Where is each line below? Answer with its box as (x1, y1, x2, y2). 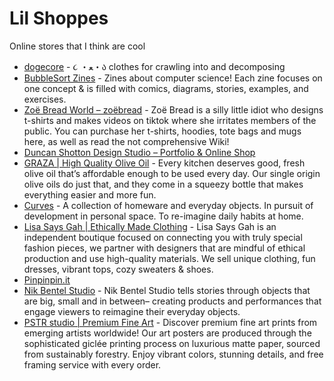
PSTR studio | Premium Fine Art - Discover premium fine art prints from (23, 316, 318, 328)
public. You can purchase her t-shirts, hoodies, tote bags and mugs (23, 125, 302, 137)
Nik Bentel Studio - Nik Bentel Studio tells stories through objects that (23, 284, 311, 296)
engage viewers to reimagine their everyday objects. (23, 305, 241, 317)
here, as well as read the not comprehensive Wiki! (23, 135, 230, 147)
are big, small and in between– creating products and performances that (23, 295, 322, 307)
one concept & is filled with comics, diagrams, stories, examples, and (23, 82, 309, 94)
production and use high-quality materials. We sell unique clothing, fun (23, 252, 316, 264)
